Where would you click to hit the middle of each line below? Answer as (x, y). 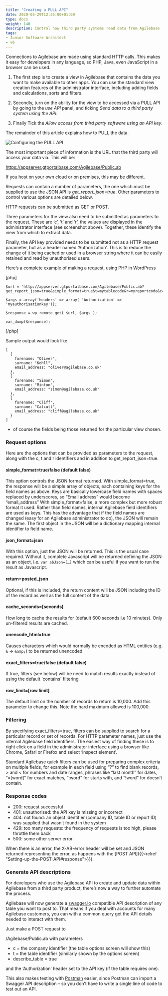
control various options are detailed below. (49, 197)
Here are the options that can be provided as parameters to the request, (80, 453)
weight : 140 (18, 24)
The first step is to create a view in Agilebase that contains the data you (86, 77)
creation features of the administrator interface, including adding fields (85, 88)
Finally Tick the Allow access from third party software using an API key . (87, 123)
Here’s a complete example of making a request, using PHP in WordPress (81, 268)
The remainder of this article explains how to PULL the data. (67, 133)
